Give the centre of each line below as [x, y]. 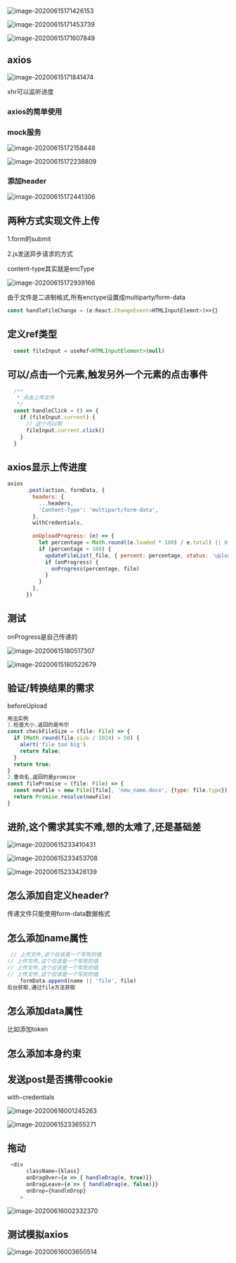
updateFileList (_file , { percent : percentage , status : [127, 555]
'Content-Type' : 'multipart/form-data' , [98, 510]
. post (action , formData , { [65, 491]
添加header [27, 181]
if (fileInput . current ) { [58, 417]
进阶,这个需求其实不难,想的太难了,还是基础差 [104, 827]
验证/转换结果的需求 [51, 688]
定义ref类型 [32, 334]
